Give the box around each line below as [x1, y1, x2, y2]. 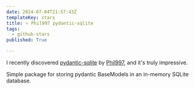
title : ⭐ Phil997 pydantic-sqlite [6, 20, 94, 26]
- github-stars [11, 31, 50, 38]
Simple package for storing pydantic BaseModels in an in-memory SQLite [6, 71, 189, 77]
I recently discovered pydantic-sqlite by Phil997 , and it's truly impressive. [6, 59, 188, 66]
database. [6, 77, 31, 84]
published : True [6, 37, 47, 43]
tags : [6, 25, 20, 32]
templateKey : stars [6, 15, 56, 21]
